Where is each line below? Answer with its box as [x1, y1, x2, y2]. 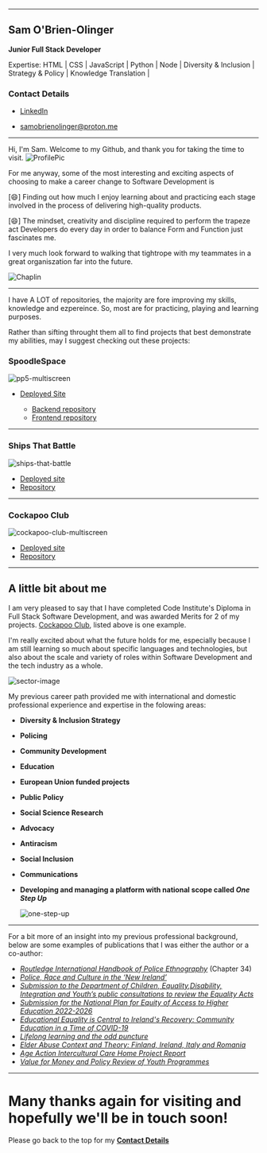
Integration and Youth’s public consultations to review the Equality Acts [19, 989, 254, 999]
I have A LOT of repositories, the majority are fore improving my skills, [8, 295, 237, 305]
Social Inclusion [19, 854, 74, 864]
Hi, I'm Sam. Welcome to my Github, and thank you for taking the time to [8, 145, 245, 154]
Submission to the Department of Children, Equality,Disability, [19, 980, 222, 990]
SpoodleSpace [8, 355, 66, 367]
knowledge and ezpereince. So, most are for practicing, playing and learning [8, 304, 259, 313]
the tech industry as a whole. [8, 661, 103, 670]
